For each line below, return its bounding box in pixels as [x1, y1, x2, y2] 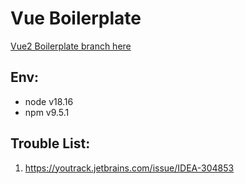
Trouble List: [10, 135, 91, 152]
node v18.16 [24, 95, 74, 107]
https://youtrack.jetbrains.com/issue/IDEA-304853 [24, 162, 235, 174]
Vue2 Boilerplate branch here [10, 40, 132, 52]
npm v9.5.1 [24, 106, 70, 118]
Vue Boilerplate [10, 7, 142, 30]
